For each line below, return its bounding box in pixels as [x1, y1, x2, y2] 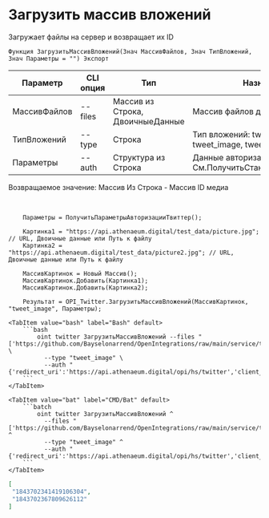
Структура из [113, 152, 166, 163]
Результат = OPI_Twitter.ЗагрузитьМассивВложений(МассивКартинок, [22, 297, 249, 306]
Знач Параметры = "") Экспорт [8, 55, 110, 63]
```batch [22, 403, 52, 411]
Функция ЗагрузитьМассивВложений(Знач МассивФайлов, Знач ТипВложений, [8, 47, 252, 55]
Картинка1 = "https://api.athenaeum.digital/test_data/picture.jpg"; [22, 227, 260, 236]
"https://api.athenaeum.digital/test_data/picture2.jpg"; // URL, [8, 249, 235, 257]
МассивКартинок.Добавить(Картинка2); [22, 283, 149, 292]
